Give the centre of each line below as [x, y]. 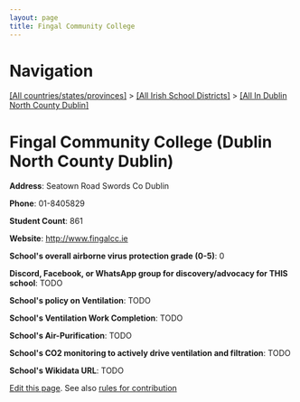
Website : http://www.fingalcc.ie [69, 238]
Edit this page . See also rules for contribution [94, 388]
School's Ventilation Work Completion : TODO [96, 318]
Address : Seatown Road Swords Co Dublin [89, 186]
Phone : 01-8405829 [47, 203]
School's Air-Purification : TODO [71, 336]
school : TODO [36, 283]
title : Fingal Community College [72, 26]
